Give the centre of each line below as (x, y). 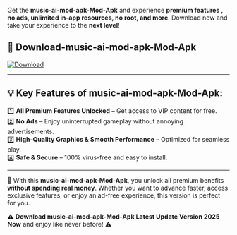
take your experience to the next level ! (63, 25)
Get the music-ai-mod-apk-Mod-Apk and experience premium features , (115, 10)
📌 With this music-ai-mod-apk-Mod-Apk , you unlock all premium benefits (116, 180)
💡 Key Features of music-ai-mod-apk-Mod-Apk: (115, 94)
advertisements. (31, 131)
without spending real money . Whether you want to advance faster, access (118, 188)
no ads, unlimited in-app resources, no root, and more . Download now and (117, 18)
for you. (19, 203)
